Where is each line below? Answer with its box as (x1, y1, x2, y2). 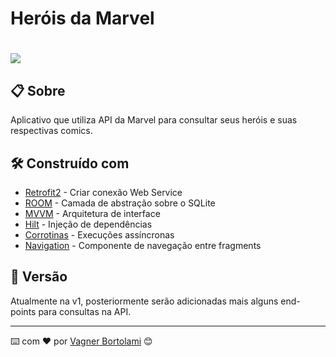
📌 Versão (10, 268, 68, 286)
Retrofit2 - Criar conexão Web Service (24, 187, 183, 198)
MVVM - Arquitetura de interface (24, 208, 161, 219)
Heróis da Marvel (10, 7, 155, 30)
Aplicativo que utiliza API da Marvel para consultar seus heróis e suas (10, 114, 298, 126)
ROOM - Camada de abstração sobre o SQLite (24, 197, 216, 209)
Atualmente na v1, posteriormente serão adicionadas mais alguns (10, 295, 279, 307)
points (10, 305, 37, 317)
